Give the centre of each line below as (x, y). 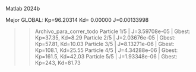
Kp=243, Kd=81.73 (58, 63)
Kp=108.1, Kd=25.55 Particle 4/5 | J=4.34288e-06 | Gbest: (106, 50)
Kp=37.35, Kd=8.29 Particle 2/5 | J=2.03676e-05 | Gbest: (105, 37)
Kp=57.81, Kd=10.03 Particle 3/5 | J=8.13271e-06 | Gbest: (105, 44)
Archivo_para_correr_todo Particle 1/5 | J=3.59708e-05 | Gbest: (113, 31)
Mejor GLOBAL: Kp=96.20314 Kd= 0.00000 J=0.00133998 (77, 20)
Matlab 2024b (23, 9)
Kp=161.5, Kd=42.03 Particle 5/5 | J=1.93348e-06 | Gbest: (106, 56)
